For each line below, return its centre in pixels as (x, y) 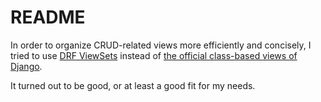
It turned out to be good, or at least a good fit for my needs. (133, 85)
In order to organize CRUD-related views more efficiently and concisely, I (161, 45)
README (48, 17)
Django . (26, 66)
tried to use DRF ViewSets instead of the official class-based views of (154, 55)
